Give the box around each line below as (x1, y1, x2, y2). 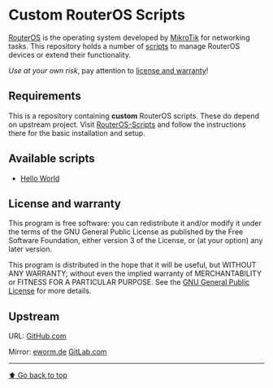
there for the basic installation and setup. (8, 128, 146, 137)
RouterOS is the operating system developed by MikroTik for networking (8, 33, 250, 42)
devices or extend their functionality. (8, 50, 132, 59)
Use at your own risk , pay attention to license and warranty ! (8, 65, 209, 75)
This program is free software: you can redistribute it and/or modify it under (8, 218, 262, 229)
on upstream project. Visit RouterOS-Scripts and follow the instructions (8, 120, 246, 129)
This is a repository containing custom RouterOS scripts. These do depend (8, 111, 260, 120)
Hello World (19, 173, 60, 183)
